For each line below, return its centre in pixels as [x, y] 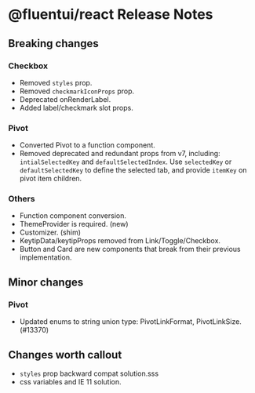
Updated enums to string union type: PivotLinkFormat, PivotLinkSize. [130, 322]
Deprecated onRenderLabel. [65, 99]
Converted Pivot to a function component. [87, 145]
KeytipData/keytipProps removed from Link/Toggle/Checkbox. [120, 241]
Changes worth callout [65, 355]
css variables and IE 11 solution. [70, 381]
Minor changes [46, 282]
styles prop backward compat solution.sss [89, 373]
